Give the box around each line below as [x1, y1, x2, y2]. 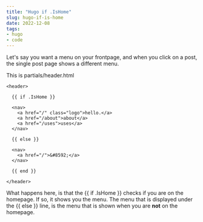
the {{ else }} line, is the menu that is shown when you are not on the [6, 202, 178, 209]
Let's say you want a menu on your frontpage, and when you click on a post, [6, 54, 198, 60]
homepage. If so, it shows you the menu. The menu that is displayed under [6, 196, 193, 203]
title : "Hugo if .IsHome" [6, 8, 72, 15]
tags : [6, 25, 20, 32]
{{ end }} [12, 168, 36, 174]
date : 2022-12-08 [6, 20, 50, 26]
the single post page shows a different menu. [6, 60, 119, 67]
